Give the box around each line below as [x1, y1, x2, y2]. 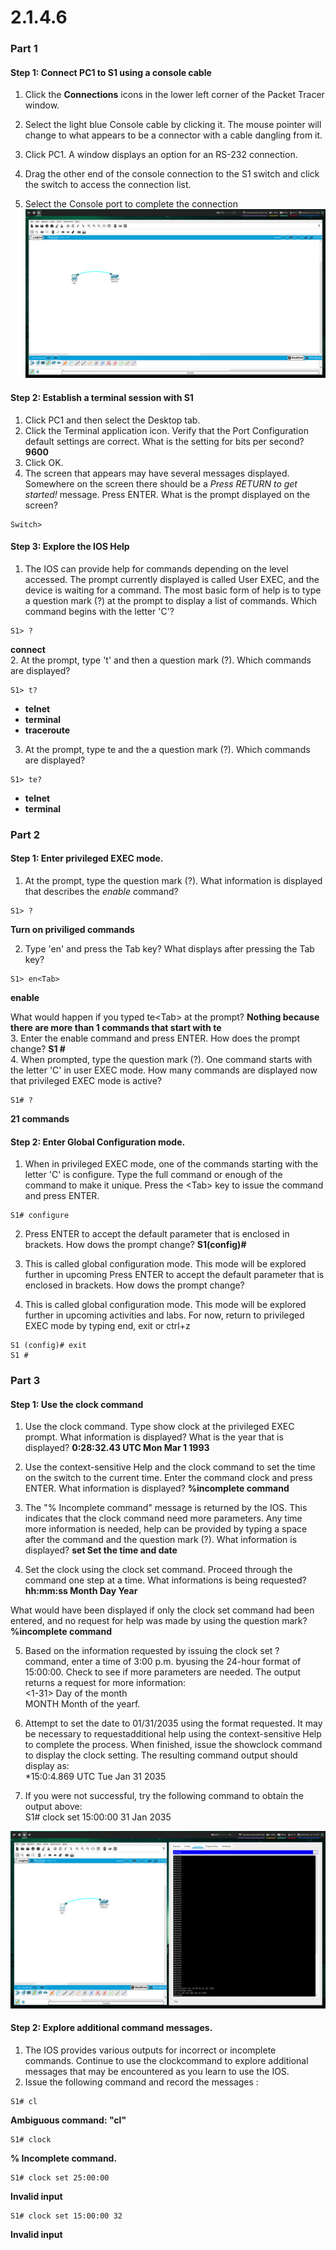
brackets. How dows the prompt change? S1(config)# [24, 1239, 247, 1251]
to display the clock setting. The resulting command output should [24, 1749, 298, 1761]
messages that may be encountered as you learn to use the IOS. [24, 2065, 290, 2077]
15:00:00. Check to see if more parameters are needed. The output [24, 1666, 302, 1678]
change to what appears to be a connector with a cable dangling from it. [24, 129, 323, 141]
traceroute [24, 724, 71, 736]
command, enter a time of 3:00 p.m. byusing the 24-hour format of [24, 1656, 302, 1668]
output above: [24, 1801, 83, 1813]
